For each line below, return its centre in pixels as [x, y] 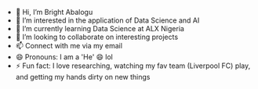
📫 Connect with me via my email [69, 46]
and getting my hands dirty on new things [83, 77]
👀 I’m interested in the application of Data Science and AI [107, 20]
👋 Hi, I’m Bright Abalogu [54, 12]
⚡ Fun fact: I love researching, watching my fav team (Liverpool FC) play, [133, 66]
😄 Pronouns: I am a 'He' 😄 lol [64, 57]
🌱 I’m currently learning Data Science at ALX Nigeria [100, 28]
